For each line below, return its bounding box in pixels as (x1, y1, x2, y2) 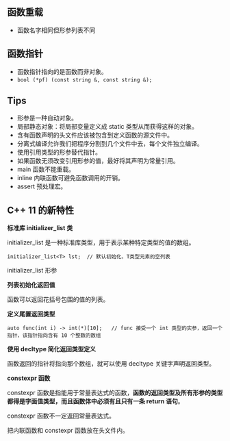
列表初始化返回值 (7, 281, 55, 289)
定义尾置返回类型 (7, 310, 55, 318)
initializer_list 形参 (7, 266, 57, 275)
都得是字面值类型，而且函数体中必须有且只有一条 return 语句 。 (7, 397, 184, 405)
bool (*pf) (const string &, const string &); (16, 76, 153, 84)
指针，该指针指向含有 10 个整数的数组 (7, 332, 101, 339)
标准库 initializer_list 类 (7, 224, 73, 232)
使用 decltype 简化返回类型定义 (7, 345, 97, 353)
